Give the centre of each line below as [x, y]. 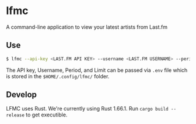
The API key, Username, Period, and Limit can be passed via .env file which [97, 70]
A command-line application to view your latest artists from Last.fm [87, 27]
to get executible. [47, 115]
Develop [21, 95]
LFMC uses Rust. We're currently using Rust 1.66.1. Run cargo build [87, 109]
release [15, 115]
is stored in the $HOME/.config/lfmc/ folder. [58, 76]
